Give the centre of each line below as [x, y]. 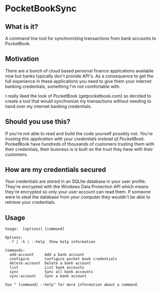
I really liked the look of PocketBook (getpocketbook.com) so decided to [78, 96]
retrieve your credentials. [30, 202]
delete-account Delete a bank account [50, 263]
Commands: [15, 250]
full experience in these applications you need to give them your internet [78, 81]
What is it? [22, 27]
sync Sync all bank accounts [51, 272]
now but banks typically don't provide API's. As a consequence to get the [79, 76]
